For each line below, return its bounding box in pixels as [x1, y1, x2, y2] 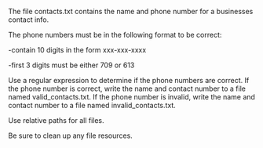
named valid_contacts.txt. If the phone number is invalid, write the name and [8, 92, 255, 101]
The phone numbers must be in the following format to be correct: [8, 31, 222, 39]
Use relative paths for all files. [8, 116, 104, 125]
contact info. [8, 15, 49, 24]
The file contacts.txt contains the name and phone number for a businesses [8, 7, 254, 16]
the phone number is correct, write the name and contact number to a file [8, 84, 246, 93]
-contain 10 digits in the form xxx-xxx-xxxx [8, 45, 147, 54]
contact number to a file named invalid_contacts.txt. [8, 101, 177, 110]
